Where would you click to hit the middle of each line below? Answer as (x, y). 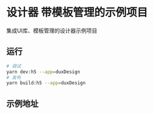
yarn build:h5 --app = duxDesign (46, 83)
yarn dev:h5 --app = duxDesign (43, 72)
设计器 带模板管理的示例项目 (77, 12)
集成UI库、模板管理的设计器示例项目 (52, 30)
